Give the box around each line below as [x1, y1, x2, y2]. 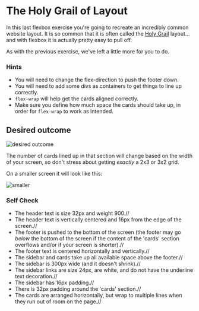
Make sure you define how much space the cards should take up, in [14, 101, 181, 109]
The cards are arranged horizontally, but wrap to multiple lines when [14, 292, 182, 299]
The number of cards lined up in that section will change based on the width [6, 153, 193, 160]
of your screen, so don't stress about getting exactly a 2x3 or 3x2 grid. [6, 158, 179, 166]
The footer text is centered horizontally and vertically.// [14, 247, 150, 255]
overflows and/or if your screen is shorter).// [14, 242, 124, 249]
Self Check [6, 196, 39, 204]
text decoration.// [14, 273, 58, 280]
